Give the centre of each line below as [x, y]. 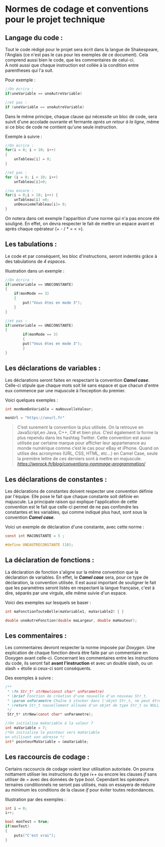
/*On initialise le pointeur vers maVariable [52, 733]
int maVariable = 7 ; [26, 728]
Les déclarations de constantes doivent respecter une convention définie [79, 491]
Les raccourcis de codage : [47, 757]
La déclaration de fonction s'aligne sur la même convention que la [72, 572]
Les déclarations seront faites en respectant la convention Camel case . [77, 380]
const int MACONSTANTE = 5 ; [35, 536]
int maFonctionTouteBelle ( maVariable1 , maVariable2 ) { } [65, 611]
